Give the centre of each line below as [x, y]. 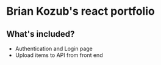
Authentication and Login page [54, 48]
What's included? [41, 34]
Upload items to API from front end [59, 55]
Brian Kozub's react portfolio [81, 11]
